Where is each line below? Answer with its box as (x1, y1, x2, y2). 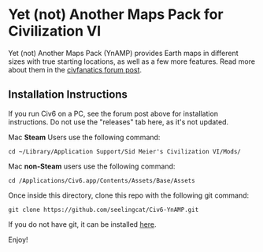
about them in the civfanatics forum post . (8, 65, 143, 74)
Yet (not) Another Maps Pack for (8, 6, 224, 24)
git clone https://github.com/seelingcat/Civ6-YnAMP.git (8, 206, 199, 213)
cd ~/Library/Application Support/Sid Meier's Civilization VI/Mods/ (8, 147, 242, 155)
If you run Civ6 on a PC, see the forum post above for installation (8, 109, 219, 118)
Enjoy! (8, 235, 29, 244)
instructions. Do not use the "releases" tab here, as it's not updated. (8, 117, 229, 127)
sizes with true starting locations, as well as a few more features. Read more (8, 57, 256, 66)
